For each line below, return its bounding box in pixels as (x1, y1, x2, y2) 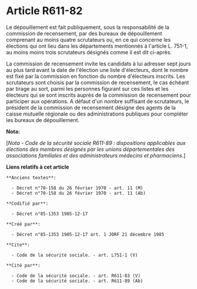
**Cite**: (6, 242, 31, 248)
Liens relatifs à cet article (6, 163, 69, 170)
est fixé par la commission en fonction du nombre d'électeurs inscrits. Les (6, 73, 185, 80)
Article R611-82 (6, 4, 83, 18)
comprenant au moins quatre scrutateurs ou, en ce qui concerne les (6, 36, 171, 43)
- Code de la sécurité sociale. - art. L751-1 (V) (11, 252, 138, 258)
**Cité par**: (6, 262, 41, 268)
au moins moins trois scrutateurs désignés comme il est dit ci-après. (6, 48, 172, 55)
